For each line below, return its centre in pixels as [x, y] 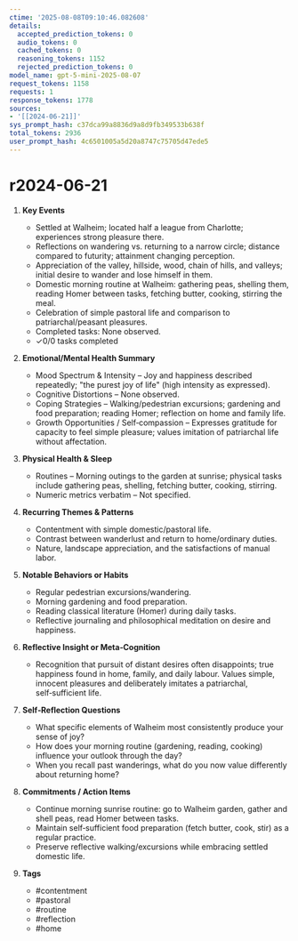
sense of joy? [60, 736]
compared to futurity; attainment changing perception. [135, 255]
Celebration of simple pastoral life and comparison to [133, 312]
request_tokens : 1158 [49, 84]
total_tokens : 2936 [45, 133]
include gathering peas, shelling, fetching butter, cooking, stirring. [156, 485]
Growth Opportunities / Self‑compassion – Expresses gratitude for [156, 422]
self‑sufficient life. [68, 692]
